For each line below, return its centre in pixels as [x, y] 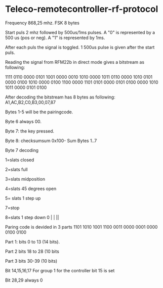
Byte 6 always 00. [23, 121]
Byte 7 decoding [22, 150]
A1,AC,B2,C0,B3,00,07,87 [30, 102]
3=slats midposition [25, 179]
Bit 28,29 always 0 [24, 280]
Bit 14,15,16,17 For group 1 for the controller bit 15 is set [60, 270]
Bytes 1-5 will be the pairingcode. [39, 112]
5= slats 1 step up [23, 198]
